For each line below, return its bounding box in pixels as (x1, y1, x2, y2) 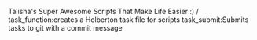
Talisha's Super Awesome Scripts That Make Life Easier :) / (8, 7, 199, 16)
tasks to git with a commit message (8, 24, 123, 32)
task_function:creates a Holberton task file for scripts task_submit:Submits (8, 15, 249, 24)
